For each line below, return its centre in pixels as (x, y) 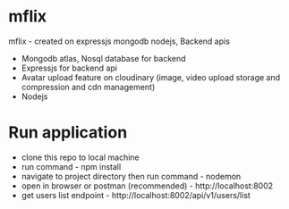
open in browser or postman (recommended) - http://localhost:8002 (147, 186)
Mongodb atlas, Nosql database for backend (103, 58)
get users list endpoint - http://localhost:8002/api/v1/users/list (136, 195)
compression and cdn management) (88, 87)
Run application (68, 133)
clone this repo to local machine (80, 157)
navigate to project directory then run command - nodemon (131, 176)
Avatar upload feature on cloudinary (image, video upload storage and (151, 77)
